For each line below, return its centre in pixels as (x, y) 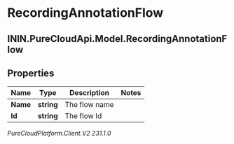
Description (90, 93)
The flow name (89, 105)
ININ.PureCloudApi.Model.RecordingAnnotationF (117, 39)
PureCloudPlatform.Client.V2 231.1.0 (59, 134)
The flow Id (83, 116)
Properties (31, 73)
